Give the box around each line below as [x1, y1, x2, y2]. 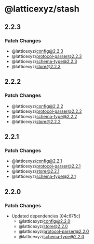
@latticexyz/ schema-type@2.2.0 [18, 233, 85, 239]
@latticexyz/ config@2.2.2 [11, 103, 64, 109]
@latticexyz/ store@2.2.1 [11, 168, 60, 174]
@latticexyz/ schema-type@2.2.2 [11, 113, 78, 119]
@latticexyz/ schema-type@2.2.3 [11, 58, 78, 64]
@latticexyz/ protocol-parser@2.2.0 [18, 229, 89, 234]
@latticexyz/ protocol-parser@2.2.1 [11, 163, 81, 169]
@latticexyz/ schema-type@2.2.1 [11, 173, 76, 180]
